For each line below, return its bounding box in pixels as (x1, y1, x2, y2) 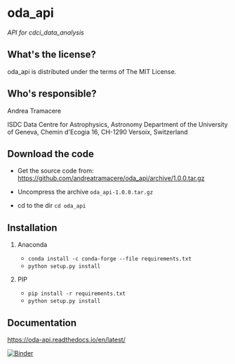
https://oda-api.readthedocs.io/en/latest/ (7, 336, 126, 344)
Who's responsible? (7, 88, 97, 100)
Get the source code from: (17, 167, 95, 175)
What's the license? (7, 49, 97, 61)
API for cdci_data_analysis (7, 28, 84, 37)
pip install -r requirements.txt (27, 290, 126, 297)
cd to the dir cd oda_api (17, 201, 86, 210)
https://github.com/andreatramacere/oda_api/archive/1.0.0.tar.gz (17, 174, 205, 182)
